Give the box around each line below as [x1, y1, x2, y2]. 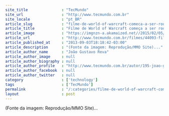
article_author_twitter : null [5, 73, 75, 78]
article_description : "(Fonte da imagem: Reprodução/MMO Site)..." [5, 45, 163, 50]
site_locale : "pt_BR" [5, 17, 82, 22]
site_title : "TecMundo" [5, 7, 89, 13]
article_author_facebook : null [5, 68, 75, 73]
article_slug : [5, 21, 64, 27]
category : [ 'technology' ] [5, 77, 98, 82]
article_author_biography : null [5, 59, 75, 64]
